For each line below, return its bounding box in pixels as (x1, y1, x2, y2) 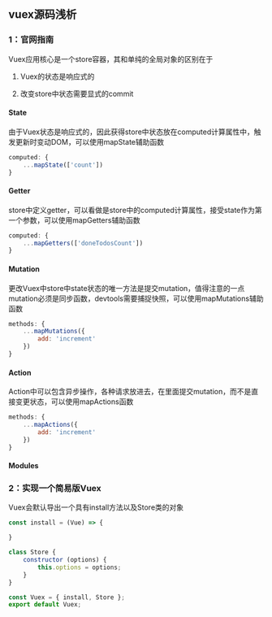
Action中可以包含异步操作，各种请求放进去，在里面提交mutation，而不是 (8, 387, 252, 397)
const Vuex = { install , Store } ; (8, 593, 126, 602)
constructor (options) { (23, 556, 107, 564)
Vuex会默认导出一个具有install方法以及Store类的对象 (8, 502, 184, 512)
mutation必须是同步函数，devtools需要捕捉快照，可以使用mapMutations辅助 (8, 293, 264, 303)
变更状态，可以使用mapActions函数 (15, 397, 134, 406)
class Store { (8, 548, 57, 557)
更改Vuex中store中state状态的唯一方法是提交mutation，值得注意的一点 (8, 283, 245, 293)
